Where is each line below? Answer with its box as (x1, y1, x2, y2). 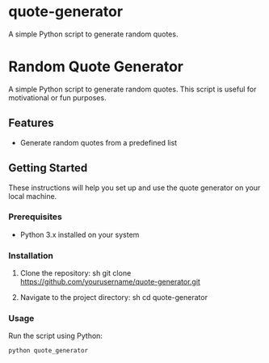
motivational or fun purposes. (8, 92, 107, 103)
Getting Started (8, 161, 88, 175)
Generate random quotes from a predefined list (19, 137, 178, 147)
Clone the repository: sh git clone (19, 268, 132, 278)
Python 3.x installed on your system (19, 230, 140, 239)
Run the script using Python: (8, 331, 103, 341)
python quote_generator (8, 347, 89, 355)
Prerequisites (8, 211, 62, 222)
